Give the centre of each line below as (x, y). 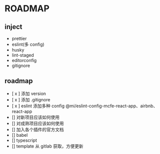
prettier (19, 38)
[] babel (20, 135)
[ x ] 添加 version (29, 93)
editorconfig (24, 60)
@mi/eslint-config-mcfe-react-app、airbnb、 (112, 106)
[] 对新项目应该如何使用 (35, 117)
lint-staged (23, 55)
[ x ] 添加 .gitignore (31, 99)
